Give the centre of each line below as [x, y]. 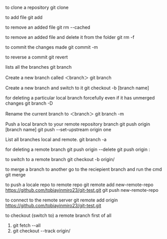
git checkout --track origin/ [41, 231]
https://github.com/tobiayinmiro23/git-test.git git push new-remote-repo [82, 190]
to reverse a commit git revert [37, 57]
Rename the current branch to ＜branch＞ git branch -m [65, 114]
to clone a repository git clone [37, 7]
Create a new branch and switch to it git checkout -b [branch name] [77, 88]
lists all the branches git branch [39, 67]
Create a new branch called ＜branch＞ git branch [58, 77]
